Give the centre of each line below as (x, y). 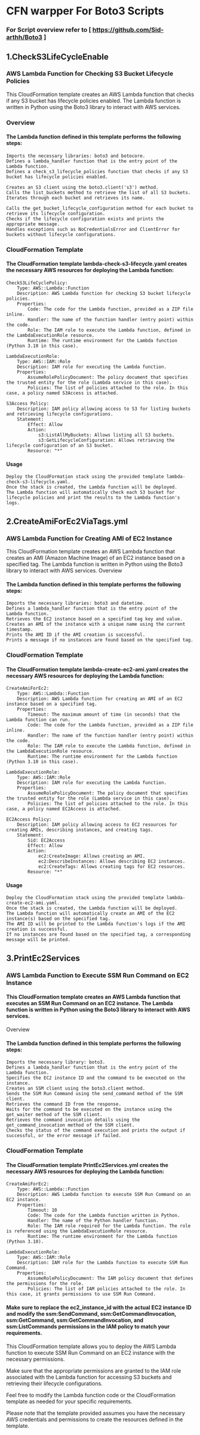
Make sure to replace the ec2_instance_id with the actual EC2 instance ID (99, 1307)
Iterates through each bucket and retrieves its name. (76, 198)
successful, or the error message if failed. (64, 1136)
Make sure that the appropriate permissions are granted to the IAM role (94, 1370)
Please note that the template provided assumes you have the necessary (96, 1413)
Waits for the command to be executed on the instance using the (89, 1110)
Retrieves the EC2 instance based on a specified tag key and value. (95, 619)
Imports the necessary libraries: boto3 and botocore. (76, 156)
